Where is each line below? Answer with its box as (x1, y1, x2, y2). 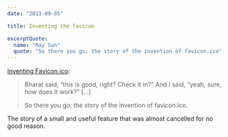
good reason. (7, 122, 46, 130)
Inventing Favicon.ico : (7, 67, 70, 75)
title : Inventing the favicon (7, 22, 95, 30)
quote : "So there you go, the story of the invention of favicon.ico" (13, 48, 222, 55)
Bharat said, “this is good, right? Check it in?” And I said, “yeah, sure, (24, 80, 222, 89)
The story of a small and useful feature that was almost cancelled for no (7, 115, 213, 123)
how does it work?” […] (24, 88, 92, 96)
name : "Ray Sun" (13, 42, 60, 48)
